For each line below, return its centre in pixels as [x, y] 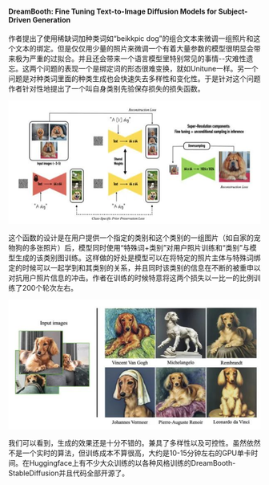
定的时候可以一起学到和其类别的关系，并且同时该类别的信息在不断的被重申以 [134, 267]
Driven [20, 19]
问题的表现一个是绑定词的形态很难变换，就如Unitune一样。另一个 [151, 69]
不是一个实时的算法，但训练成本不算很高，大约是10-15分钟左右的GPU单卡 [130, 453]
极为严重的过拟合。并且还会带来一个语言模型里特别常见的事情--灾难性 [130, 59]
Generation [51, 19]
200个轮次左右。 [50, 287]
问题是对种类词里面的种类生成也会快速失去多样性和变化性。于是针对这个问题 [134, 79]
